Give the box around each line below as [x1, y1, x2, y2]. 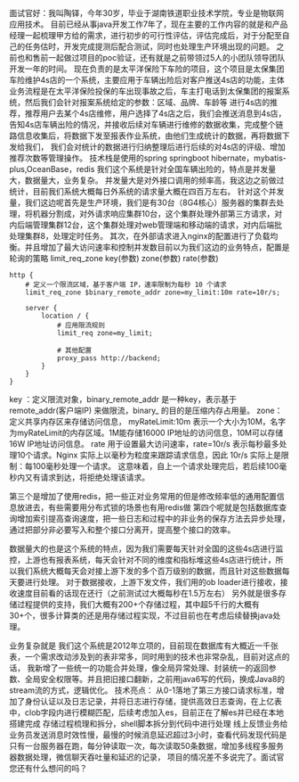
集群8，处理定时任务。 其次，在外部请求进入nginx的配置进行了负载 [24, 231, 271, 241]
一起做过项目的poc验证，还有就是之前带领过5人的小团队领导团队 [47, 53, 286, 62]
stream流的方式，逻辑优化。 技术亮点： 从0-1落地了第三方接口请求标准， [9, 685, 278, 696]
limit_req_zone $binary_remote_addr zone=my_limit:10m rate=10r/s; [25, 288, 280, 297]
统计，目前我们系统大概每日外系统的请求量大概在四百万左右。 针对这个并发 [9, 186, 285, 196]
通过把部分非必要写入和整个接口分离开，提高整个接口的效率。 [9, 524, 236, 535]
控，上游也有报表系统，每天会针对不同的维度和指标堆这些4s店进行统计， [9, 555, 276, 564]
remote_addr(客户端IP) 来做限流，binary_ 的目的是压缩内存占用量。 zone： [9, 405, 283, 416]
